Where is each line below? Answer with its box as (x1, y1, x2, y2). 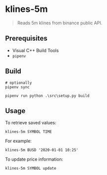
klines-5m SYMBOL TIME (5, 129, 52, 134)
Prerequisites (5, 34, 48, 43)
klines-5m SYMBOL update (5, 166, 56, 171)
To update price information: (5, 156, 63, 162)
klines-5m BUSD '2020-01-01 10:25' (5, 148, 79, 153)
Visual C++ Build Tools (12, 47, 59, 53)
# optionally (5, 80, 32, 85)
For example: (5, 138, 32, 144)
